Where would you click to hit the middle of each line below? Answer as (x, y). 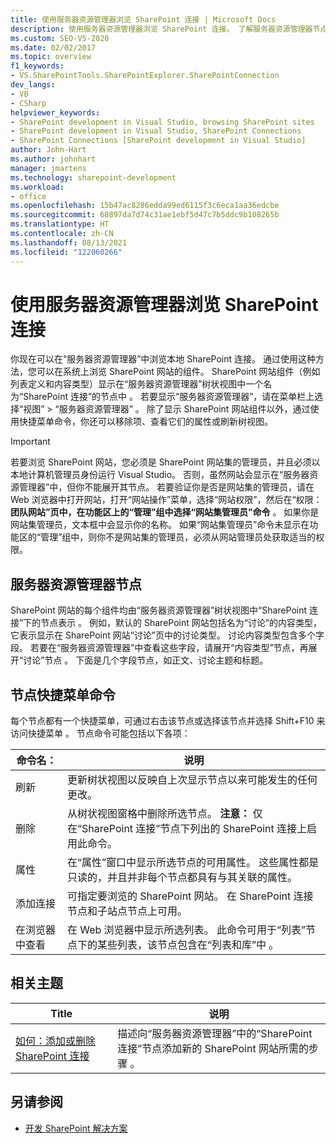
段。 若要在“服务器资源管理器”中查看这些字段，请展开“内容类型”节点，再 (159, 648)
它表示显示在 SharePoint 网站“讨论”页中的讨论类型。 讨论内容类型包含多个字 (167, 635)
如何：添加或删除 (56, 1041)
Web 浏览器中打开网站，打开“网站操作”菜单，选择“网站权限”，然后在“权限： (166, 500)
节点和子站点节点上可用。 (127, 911)
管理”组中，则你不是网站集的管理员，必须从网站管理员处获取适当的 (178, 537)
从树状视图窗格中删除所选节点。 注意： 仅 (164, 814)
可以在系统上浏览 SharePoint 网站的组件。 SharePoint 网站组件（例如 (178, 372)
